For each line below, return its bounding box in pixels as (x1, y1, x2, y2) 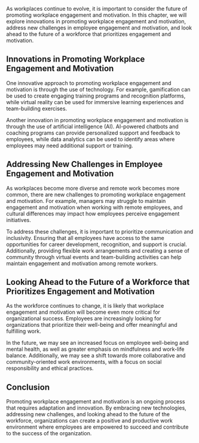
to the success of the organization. (6, 430, 92, 437)
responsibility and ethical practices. (6, 365, 94, 372)
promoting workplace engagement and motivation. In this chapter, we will (6, 11, 187, 19)
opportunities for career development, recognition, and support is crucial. (6, 241, 187, 248)
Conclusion (6, 382, 50, 392)
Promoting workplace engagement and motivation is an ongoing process (6, 398, 185, 405)
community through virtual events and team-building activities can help (6, 253, 182, 260)
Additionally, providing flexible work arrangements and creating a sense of (6, 247, 189, 254)
